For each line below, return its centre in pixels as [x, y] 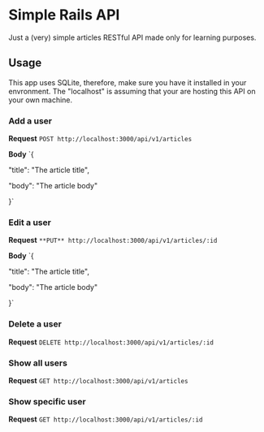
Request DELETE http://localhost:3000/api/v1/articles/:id [111, 342]
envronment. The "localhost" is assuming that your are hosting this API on [132, 91]
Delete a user [35, 324]
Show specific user [48, 401]
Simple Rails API [64, 15]
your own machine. [41, 100]
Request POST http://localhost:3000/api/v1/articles [100, 139]
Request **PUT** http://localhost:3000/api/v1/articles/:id [113, 240]
